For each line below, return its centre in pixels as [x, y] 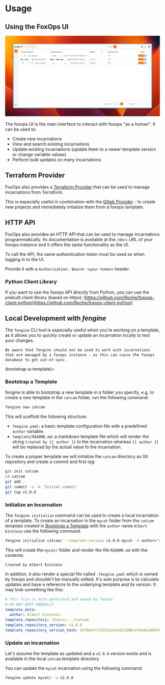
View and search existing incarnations [51, 144]
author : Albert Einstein [35, 615]
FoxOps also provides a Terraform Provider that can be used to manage [78, 187]
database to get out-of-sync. [36, 360]
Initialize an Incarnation [34, 505]
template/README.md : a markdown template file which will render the [81, 437]
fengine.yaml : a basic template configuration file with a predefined [80, 426]
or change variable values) [39, 155]
